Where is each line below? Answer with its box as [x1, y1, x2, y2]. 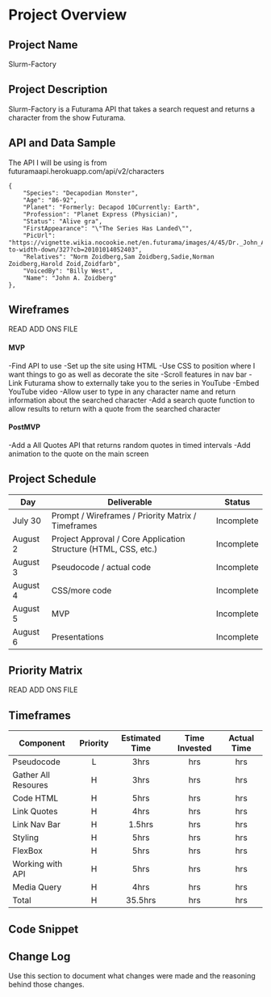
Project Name [8, 38, 78, 52]
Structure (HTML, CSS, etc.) [51, 543, 158, 555]
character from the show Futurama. [8, 112, 127, 122]
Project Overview [8, 6, 127, 24]
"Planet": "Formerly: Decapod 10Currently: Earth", [23, 203, 200, 211]
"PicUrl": [23, 231, 56, 239]
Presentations [51, 631, 104, 642]
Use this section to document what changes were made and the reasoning [8, 971, 256, 981]
